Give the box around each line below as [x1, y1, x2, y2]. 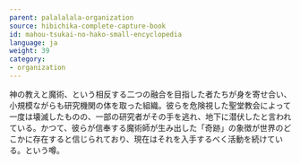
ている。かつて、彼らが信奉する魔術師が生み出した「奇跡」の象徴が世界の [9, 122, 284, 133]
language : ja [9, 38, 58, 47]
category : [9, 55, 47, 64]
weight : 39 [9, 47, 50, 56]
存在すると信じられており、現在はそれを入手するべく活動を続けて [32, 134, 276, 144]
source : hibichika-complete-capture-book [9, 22, 167, 30]
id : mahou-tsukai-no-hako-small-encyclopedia [9, 30, 182, 39]
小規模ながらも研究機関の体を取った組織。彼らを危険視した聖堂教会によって [9, 99, 291, 110]
